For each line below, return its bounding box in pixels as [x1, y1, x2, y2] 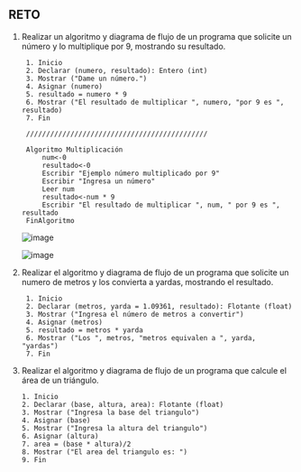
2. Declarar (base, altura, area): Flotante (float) [21, 400, 224, 409]
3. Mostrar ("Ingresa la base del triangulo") [21, 408, 200, 417]
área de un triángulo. [21, 375, 100, 385]
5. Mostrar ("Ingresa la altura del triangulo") [21, 423, 208, 432]
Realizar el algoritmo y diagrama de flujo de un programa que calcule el [21, 365, 287, 375]
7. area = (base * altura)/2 [21, 440, 132, 449]
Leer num [41, 184, 75, 193]
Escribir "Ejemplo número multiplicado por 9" [41, 169, 220, 178]
